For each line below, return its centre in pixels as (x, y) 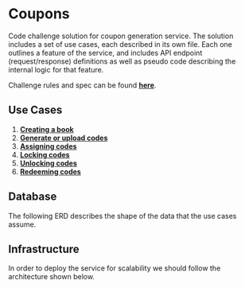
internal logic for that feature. (56, 69)
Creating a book (47, 129)
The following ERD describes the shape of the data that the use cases (122, 216)
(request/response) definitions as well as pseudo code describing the (122, 61)
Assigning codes (48, 146)
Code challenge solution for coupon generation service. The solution (121, 36)
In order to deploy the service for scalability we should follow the (115, 268)
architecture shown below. (52, 277)
